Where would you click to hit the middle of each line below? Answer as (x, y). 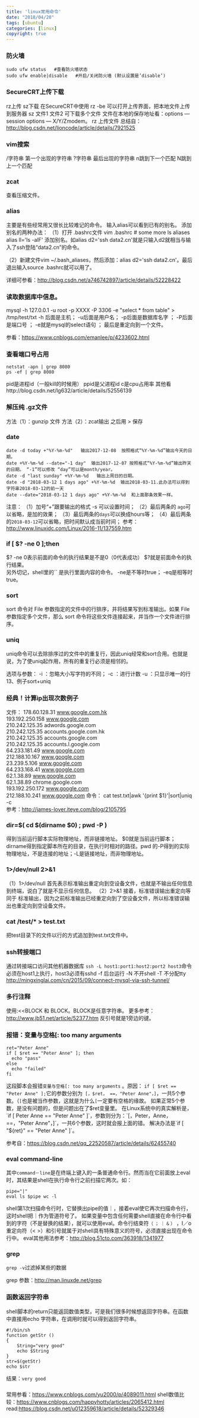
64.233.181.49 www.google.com (45, 750)
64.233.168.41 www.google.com (45, 769)
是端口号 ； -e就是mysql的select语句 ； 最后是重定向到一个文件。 (86, 325)
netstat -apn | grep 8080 (38, 367)
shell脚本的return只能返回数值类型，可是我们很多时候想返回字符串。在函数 (97, 1311)
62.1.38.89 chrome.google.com (44, 782)
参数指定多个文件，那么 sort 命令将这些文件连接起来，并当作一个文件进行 (96, 616)
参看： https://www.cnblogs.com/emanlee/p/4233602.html (78, 337)
